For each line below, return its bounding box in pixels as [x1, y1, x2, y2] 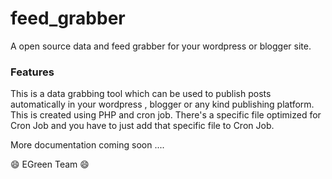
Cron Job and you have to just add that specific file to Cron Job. [10, 120, 275, 132]
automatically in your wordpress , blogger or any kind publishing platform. [10, 98, 315, 111]
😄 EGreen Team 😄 [10, 158, 90, 171]
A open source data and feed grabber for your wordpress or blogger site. [10, 40, 312, 52]
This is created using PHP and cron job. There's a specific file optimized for [10, 109, 322, 121]
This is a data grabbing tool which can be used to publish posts [10, 88, 272, 100]
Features [10, 65, 55, 79]
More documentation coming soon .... [10, 139, 165, 151]
